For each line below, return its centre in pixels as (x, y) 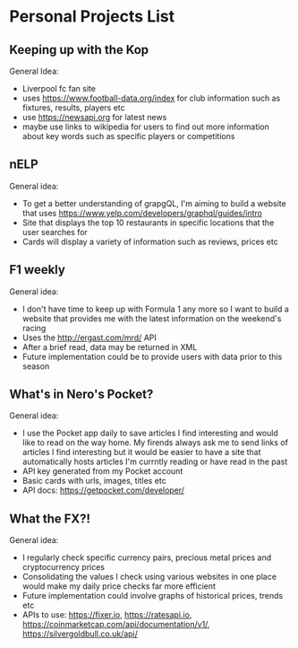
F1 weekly (37, 270)
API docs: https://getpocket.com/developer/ (103, 490)
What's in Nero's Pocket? (81, 394)
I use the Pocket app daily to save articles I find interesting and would (150, 433)
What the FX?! (50, 518)
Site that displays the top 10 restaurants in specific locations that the (148, 223)
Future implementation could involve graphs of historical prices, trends (153, 596)
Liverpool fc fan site (59, 88)
